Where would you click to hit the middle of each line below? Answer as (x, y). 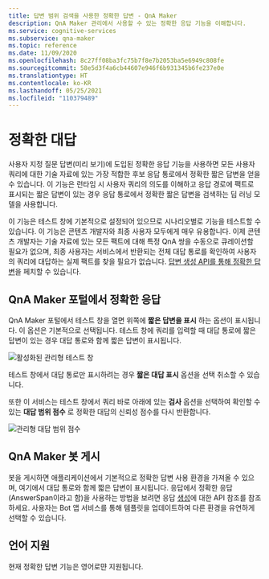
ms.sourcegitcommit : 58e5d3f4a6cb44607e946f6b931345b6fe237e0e (116, 68)
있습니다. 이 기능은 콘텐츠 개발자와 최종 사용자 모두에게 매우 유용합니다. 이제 (127, 232)
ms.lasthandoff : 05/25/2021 (55, 90)
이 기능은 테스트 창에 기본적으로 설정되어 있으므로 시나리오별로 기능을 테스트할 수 (135, 221)
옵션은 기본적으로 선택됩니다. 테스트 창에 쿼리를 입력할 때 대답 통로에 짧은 (142, 330)
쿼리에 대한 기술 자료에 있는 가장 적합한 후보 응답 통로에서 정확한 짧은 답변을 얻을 (134, 175)
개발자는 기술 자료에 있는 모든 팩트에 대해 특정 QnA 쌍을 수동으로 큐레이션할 (135, 241)
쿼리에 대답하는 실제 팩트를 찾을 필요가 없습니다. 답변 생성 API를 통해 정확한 (134, 261)
